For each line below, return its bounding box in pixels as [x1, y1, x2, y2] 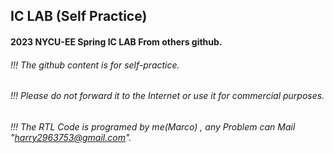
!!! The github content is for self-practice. [10, 59, 180, 71]
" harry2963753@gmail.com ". [10, 131, 132, 143]
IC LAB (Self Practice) [10, 8, 148, 25]
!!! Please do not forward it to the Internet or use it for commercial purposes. [10, 90, 325, 102]
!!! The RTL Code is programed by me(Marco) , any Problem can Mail [10, 120, 296, 133]
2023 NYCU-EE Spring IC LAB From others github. [10, 35, 223, 48]
